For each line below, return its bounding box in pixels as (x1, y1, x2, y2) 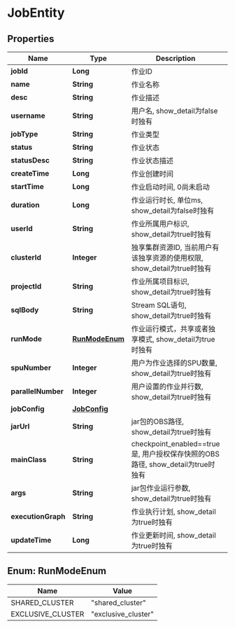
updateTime (10, 536, 52, 545)
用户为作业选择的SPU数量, (131, 358, 218, 368)
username (10, 111, 45, 120)
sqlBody (10, 305, 39, 314)
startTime (10, 182, 44, 191)
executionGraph (10, 512, 66, 521)
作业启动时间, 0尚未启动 (131, 182, 210, 192)
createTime (10, 169, 50, 178)
